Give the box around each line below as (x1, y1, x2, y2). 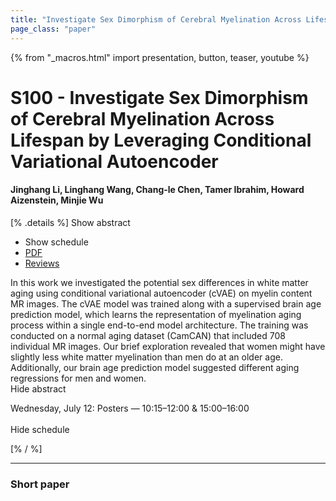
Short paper (10, 477, 70, 491)
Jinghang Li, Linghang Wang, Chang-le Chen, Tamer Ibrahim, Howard (10, 184, 305, 196)
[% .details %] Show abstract (10, 216, 131, 228)
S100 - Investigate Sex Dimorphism (10, 86, 309, 109)
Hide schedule (10, 423, 70, 435)
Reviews (24, 257, 60, 269)
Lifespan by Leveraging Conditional (10, 129, 312, 151)
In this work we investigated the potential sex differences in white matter (10, 276, 309, 288)
